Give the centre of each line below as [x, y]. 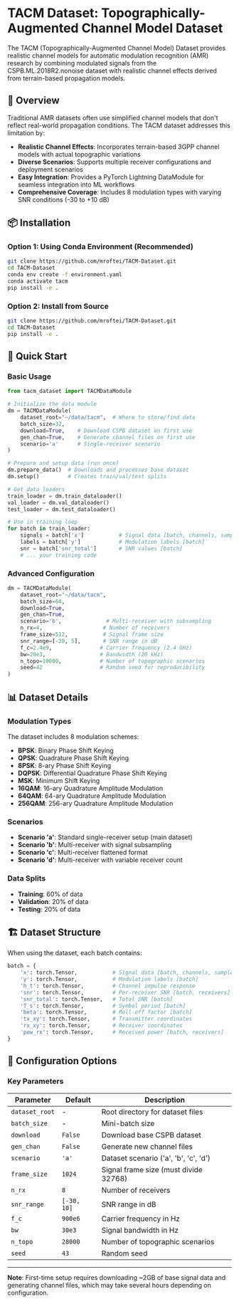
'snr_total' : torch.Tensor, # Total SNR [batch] [97, 999]
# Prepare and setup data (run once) [63, 463]
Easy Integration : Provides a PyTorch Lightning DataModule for [111, 177]
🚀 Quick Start [37, 356]
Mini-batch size [128, 1123]
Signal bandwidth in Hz [140, 1230]
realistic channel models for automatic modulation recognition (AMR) [108, 56]
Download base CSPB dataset [151, 1135]
